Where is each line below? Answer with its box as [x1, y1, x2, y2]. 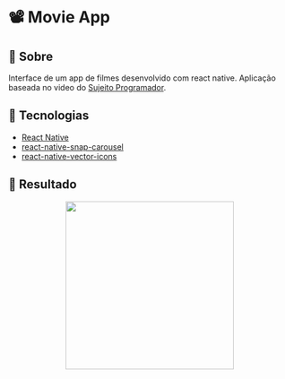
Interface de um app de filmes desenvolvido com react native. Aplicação [8, 73, 277, 83]
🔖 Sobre [8, 48, 54, 64]
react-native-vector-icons [21, 151, 117, 161]
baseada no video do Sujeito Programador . [8, 82, 167, 92]
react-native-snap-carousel [21, 141, 125, 152]
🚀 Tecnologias [8, 108, 90, 124]
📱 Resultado [8, 177, 77, 193]
